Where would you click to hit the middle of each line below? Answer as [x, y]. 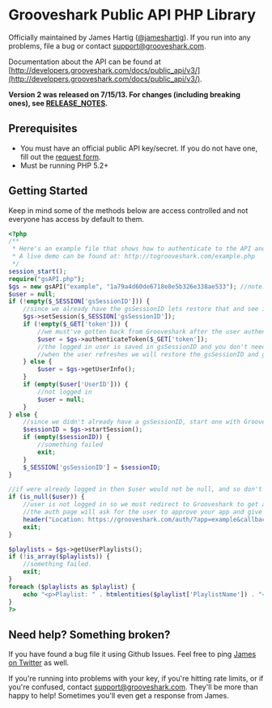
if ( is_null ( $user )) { [47, 497]
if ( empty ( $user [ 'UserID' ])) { [76, 385]
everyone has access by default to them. [76, 219]
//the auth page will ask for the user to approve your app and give [143, 512]
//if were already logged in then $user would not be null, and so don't [136, 489]
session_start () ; [38, 271]
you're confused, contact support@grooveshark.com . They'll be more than [134, 687]
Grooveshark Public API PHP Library [132, 15]
